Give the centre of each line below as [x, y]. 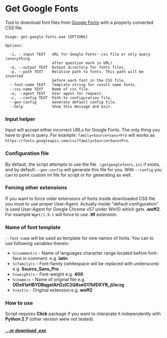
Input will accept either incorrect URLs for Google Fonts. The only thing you [83, 130]
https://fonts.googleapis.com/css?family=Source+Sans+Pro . [67, 140]
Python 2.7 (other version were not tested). [50, 319]
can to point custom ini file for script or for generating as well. [69, 175]
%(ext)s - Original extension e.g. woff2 [52, 290]
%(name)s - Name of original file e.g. [49, 280]
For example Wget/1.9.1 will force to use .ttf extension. [62, 214]
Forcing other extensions [36, 188]
